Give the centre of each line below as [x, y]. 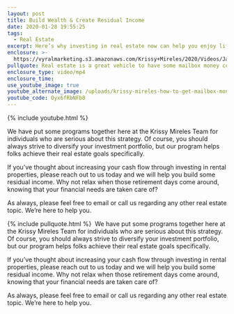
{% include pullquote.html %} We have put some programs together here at [116, 224]
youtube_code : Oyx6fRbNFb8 [46, 98]
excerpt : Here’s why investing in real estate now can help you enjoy [112, 46]
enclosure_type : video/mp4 [46, 72]
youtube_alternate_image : [45, 91]
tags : [15, 33]
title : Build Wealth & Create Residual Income [76, 20]
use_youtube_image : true [43, 85]
